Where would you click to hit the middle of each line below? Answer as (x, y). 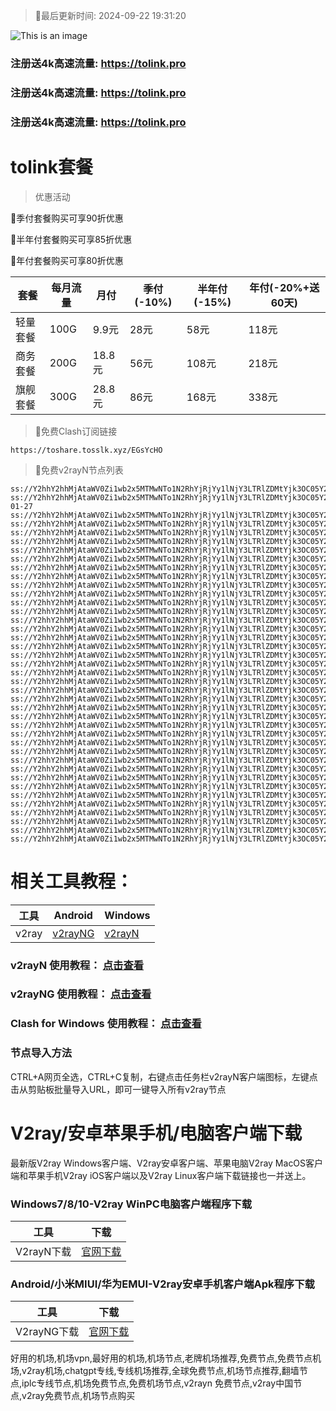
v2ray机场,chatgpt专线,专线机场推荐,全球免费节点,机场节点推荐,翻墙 (160, 1371)
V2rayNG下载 (47, 1332)
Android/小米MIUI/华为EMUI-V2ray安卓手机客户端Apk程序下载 (162, 1284)
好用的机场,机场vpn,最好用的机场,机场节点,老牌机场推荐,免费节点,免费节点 (161, 1358)
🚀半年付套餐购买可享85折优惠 (71, 239)
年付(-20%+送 (284, 287)
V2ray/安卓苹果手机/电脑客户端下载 (156, 1133)
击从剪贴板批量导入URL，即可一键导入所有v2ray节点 (118, 1089)
